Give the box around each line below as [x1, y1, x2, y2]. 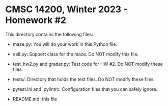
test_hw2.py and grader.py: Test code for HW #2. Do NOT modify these [12, 61, 163, 67]
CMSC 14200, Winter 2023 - [5, 4, 128, 15]
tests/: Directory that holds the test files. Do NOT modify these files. [12, 76, 155, 82]
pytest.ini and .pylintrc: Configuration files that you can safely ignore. [12, 86, 158, 92]
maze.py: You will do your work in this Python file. [12, 41, 118, 47]
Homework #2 [5, 14, 67, 26]
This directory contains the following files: [5, 31, 93, 37]
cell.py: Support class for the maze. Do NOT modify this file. [12, 51, 139, 57]
